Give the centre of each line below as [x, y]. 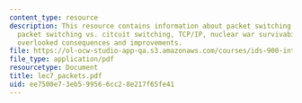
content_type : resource [54, 17]
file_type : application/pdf [62, 59]
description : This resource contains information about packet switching [151, 26]
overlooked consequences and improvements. [100, 43]
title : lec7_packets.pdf [56, 76]
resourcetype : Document [54, 68]
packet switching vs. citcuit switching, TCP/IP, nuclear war [136, 34]
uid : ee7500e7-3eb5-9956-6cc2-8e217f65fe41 [92, 84]
